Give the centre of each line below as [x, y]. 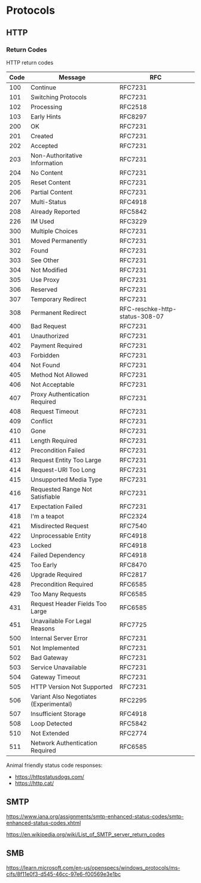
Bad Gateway [49, 657]
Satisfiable [45, 496]
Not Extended [50, 733]
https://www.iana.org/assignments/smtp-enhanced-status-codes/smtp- [95, 816]
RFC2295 [133, 700]
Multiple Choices [54, 231]
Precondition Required [62, 584]
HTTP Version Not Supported [72, 687]
